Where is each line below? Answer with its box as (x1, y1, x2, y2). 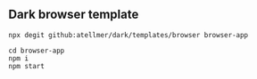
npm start (8, 61, 46, 70)
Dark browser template (8, 7, 139, 22)
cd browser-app (8, 46, 65, 55)
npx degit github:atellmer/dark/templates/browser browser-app (8, 30, 249, 39)
